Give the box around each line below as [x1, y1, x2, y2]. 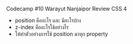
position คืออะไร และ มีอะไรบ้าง [14, 17, 81, 24]
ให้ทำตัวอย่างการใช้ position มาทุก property [14, 30, 108, 37]
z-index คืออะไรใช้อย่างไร [14, 24, 69, 31]
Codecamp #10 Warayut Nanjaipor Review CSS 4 [6, 5, 127, 12]
